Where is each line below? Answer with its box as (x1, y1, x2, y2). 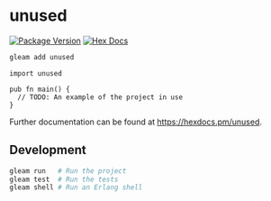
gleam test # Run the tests (9, 175, 119, 184)
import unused (9, 69, 63, 78)
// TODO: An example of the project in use (17, 92, 183, 102)
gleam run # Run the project (9, 166, 127, 176)
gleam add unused (9, 52, 75, 61)
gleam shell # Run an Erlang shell (9, 183, 143, 192)
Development (9, 142, 87, 158)
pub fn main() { (9, 85, 70, 94)
